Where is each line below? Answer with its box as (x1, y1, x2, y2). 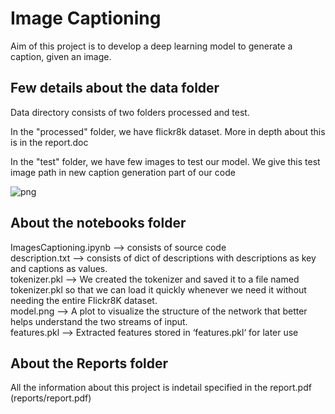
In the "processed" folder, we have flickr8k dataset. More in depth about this (10, 125, 326, 137)
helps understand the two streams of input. (10, 315, 188, 327)
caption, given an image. (10, 50, 112, 62)
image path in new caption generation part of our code (10, 166, 236, 178)
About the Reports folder (10, 355, 168, 372)
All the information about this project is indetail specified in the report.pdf (10, 382, 312, 394)
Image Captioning (10, 7, 162, 30)
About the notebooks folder (10, 215, 187, 232)
